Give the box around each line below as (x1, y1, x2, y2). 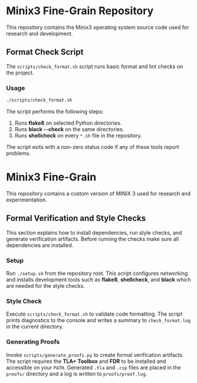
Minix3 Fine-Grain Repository (6, 4, 154, 18)
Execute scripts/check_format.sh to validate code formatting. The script (6, 310, 183, 317)
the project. (6, 69, 34, 76)
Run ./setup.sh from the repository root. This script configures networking (6, 270, 188, 277)
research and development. (6, 30, 73, 37)
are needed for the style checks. (6, 282, 86, 289)
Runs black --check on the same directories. (14, 125, 124, 132)
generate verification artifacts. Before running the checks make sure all (6, 235, 179, 242)
